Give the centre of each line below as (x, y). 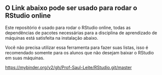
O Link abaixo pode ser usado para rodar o (71, 8)
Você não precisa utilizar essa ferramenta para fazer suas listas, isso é (77, 47)
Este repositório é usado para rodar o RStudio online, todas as (68, 27)
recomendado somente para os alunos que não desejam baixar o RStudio (80, 52)
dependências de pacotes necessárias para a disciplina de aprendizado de (81, 33)
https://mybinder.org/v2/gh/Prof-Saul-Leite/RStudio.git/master (68, 67)
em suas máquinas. (25, 58)
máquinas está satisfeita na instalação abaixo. (52, 38)
